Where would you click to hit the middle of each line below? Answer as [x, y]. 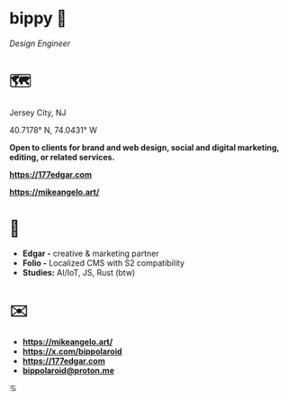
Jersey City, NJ [38, 113]
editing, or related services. [62, 157]
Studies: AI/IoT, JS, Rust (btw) [79, 272]
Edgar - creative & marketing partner [90, 253]
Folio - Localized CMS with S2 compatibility [103, 263]
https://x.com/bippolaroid [72, 351]
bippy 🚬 [38, 18]
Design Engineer [40, 43]
